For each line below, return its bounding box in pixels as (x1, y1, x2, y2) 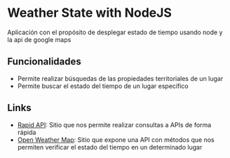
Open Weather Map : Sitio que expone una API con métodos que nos (17, 135, 215, 144)
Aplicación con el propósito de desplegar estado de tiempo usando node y (7, 28, 223, 36)
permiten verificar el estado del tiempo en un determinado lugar (17, 143, 203, 151)
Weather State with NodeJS (7, 5, 172, 21)
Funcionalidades (7, 56, 82, 68)
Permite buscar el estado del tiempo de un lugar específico (17, 82, 189, 90)
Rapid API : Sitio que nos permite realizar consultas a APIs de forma (17, 120, 212, 129)
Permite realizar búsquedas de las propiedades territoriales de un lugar (17, 74, 223, 82)
